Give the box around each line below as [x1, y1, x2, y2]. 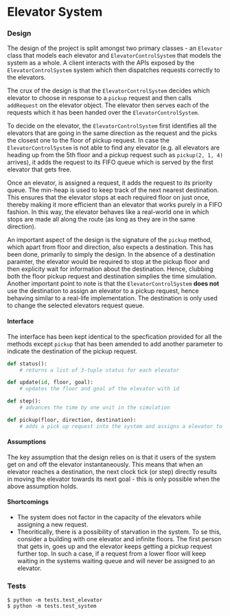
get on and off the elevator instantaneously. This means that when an [7, 460, 203, 469]
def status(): [7, 360, 48, 367]
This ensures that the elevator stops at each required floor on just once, [7, 193, 210, 202]
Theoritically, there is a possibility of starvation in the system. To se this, [16, 528, 222, 536]
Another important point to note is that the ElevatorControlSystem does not [7, 279, 220, 288]
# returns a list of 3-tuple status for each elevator [19, 366, 180, 374]
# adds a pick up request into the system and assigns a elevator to [19, 423, 223, 429]
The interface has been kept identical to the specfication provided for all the [7, 332, 222, 340]
